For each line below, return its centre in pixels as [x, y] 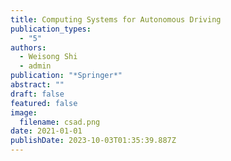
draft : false [37, 94]
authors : [28, 47]
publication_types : [51, 29]
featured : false [44, 103]
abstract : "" [37, 85]
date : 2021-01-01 [46, 131]
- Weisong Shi [48, 57]
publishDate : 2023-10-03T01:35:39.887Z [93, 141]
